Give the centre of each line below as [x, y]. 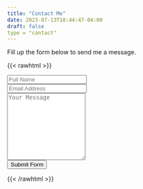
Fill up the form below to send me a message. [71, 52]
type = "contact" [32, 33]
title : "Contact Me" [37, 13]
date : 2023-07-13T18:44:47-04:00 [55, 20]
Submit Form [27, 165]
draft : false [26, 26]
